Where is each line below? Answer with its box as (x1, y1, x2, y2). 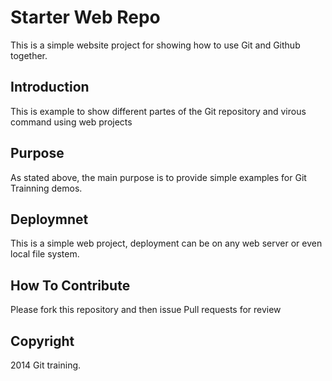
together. (10, 49, 48, 61)
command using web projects (10, 116, 133, 128)
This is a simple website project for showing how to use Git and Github (10, 39, 301, 51)
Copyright (10, 332, 75, 350)
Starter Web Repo (10, 6, 161, 29)
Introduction (10, 79, 90, 96)
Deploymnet (10, 211, 89, 228)
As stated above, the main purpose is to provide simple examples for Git (10, 171, 307, 183)
